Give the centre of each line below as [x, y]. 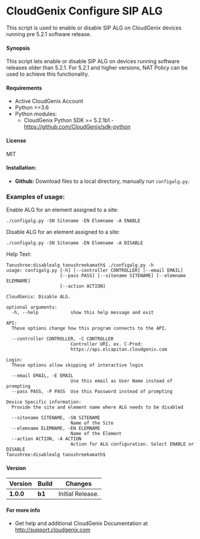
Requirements [24, 88]
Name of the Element [96, 434]
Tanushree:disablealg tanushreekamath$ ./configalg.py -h [80, 265]
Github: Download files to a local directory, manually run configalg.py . [102, 181]
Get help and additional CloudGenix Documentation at [81, 523]
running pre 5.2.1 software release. [49, 34]
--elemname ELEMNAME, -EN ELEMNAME [56, 428]
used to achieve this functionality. [48, 74]
